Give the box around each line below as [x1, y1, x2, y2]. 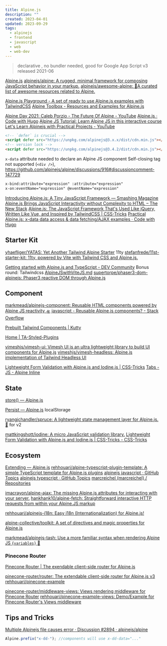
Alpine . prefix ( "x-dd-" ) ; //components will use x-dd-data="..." [5, 636, 141, 642]
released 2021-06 [17, 68, 54, 74]
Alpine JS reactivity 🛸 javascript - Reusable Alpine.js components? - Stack [5, 308, 159, 314]
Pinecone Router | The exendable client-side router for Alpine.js [5, 564, 136, 570]
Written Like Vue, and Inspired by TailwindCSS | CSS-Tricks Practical [5, 211, 146, 217]
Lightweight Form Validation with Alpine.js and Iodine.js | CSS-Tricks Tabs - [5, 364, 160, 370]
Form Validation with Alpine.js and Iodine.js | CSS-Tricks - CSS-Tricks [5, 437, 148, 443]
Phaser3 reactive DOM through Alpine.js [23, 274, 106, 280]
